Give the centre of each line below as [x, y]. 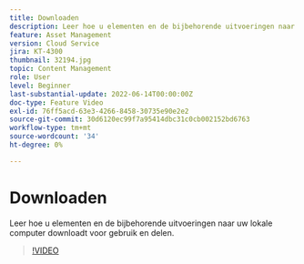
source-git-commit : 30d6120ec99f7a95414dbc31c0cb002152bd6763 [130, 119]
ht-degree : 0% [36, 145]
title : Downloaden [44, 18]
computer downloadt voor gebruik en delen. [92, 232]
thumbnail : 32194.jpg [51, 60]
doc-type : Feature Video [56, 102]
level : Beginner [40, 86]
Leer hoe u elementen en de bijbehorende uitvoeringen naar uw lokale [141, 223]
